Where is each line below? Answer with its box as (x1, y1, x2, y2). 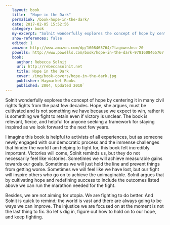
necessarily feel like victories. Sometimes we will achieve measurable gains (5, 155, 163, 162)
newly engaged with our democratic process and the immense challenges (5, 139, 159, 145)
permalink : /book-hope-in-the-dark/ (12, 17, 90, 22)
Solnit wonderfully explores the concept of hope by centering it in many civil (5, 97, 164, 103)
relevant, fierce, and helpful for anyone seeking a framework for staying (5, 118, 155, 124)
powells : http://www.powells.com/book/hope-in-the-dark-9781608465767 (12, 50, 164, 55)
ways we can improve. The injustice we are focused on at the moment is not (5, 203, 164, 209)
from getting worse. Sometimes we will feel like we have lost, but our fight (5, 166, 159, 172)
